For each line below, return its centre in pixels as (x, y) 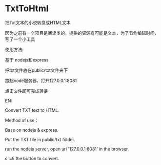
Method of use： (22, 120)
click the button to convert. (32, 158)
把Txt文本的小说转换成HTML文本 (38, 22)
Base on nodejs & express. (32, 130)
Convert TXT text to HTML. (32, 110)
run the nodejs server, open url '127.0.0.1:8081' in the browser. (67, 149)
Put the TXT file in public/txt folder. (40, 139)
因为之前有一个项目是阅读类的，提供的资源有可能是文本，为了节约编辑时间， (82, 33)
